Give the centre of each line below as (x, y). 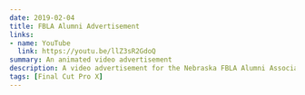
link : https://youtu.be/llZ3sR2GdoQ (87, 52)
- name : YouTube (40, 43)
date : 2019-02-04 (42, 18)
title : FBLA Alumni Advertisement (75, 26)
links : (22, 34)
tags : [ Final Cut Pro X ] (56, 77)
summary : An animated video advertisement (91, 60)
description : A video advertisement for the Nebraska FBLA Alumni (138, 69)
